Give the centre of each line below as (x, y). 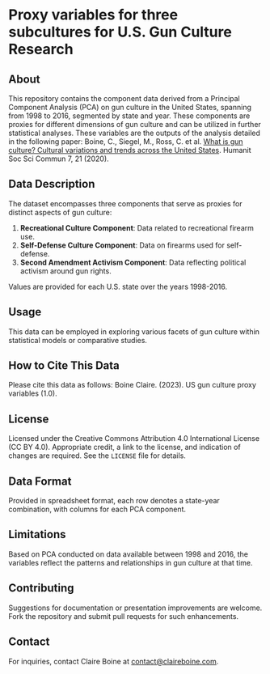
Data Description (52, 184)
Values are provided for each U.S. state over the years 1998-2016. (118, 286)
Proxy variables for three (93, 15)
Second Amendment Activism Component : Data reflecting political (133, 262)
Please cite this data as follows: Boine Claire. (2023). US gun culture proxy (133, 385)
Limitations (37, 534)
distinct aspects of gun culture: (60, 212)
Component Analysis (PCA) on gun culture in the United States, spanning (130, 107)
